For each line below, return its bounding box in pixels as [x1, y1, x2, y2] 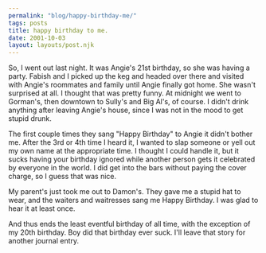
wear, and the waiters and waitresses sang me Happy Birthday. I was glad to [8, 196, 259, 205]
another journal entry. [8, 236, 80, 246]
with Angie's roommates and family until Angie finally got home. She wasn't [8, 80, 256, 90]
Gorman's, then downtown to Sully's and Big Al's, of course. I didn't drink [8, 97, 249, 107]
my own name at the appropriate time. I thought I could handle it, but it [8, 146, 239, 156]
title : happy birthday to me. [8, 26, 109, 34]
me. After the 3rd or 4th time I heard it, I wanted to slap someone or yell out [8, 138, 256, 147]
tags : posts [8, 19, 48, 27]
